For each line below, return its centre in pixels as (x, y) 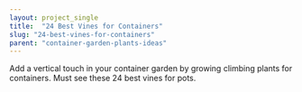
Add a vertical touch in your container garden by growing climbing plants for (151, 69)
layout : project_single (54, 18)
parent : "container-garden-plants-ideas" (88, 43)
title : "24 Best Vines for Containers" (87, 26)
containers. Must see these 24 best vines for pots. (103, 78)
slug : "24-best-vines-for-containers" (82, 34)
